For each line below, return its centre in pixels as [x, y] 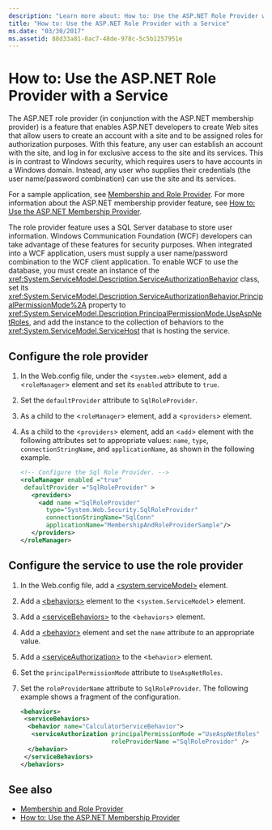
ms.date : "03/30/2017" [47, 31]
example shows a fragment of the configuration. [100, 697]
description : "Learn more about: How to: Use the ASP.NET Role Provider [134, 16]
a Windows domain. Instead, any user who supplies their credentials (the [130, 170]
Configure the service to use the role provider [126, 566]
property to [107, 305]
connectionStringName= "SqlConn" [100, 518]
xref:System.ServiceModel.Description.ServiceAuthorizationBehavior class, [134, 279]
